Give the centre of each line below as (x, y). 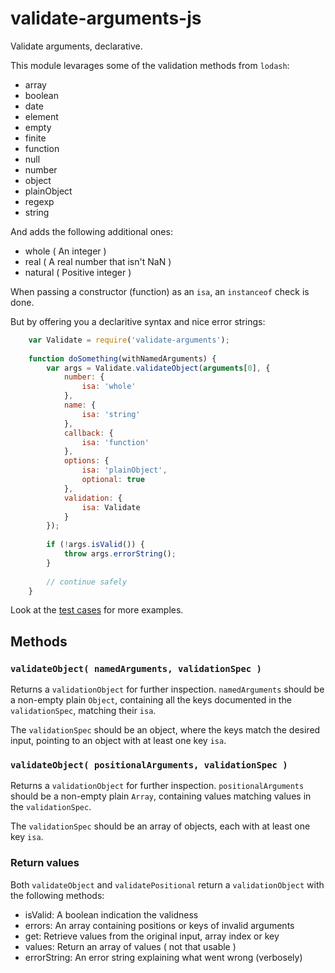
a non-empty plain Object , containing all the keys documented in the (151, 700)
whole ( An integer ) (65, 251)
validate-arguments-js (106, 18)
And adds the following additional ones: (91, 231)
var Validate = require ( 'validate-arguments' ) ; (129, 340)
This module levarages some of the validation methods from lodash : (150, 65)
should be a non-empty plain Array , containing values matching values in (161, 796)
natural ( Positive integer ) (78, 272)
